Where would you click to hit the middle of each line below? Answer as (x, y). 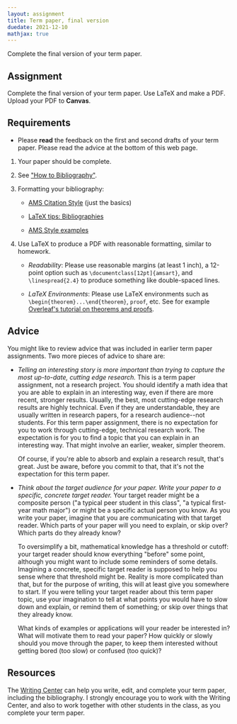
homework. (34, 251)
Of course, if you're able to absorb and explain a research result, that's (121, 459)
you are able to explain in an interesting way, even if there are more (115, 392)
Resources (31, 673)
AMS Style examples (58, 230)
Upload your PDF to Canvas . (49, 101)
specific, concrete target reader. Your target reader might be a (108, 495)
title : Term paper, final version (58, 21)
